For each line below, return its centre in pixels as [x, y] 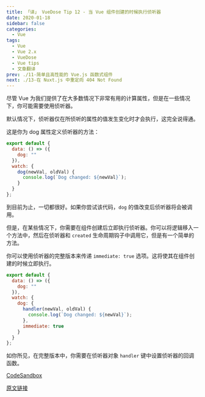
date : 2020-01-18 [28, 18]
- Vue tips [26, 63]
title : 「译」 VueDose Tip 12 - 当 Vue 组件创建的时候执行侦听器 [84, 12]
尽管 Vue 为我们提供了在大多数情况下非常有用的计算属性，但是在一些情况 [98, 98]
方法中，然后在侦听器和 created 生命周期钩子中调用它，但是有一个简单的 [103, 235]
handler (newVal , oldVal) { [57, 309]
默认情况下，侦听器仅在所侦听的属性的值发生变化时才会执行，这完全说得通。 [103, 119]
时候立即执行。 [36, 263]
